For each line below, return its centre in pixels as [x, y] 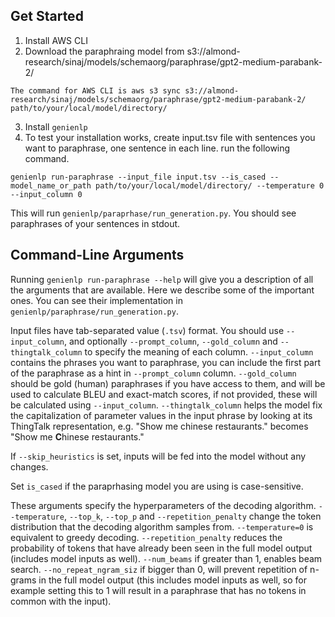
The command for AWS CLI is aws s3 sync [96, 90]
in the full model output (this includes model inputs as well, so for [172, 580]
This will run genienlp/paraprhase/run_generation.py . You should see [153, 213]
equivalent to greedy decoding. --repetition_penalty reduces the [146, 537]
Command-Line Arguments [97, 255]
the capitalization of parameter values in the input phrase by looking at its [161, 415]
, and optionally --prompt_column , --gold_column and [170, 341]
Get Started [47, 16]
